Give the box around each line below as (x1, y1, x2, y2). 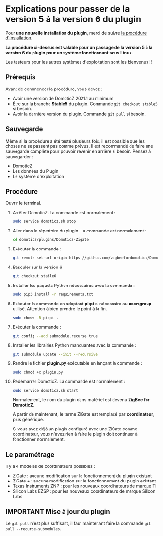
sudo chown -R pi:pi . (12, 315, 59, 320)
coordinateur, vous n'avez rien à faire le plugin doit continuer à (12, 431, 138, 437)
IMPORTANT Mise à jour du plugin (5, 507, 111, 516)
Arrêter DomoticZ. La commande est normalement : (12, 210, 116, 215)
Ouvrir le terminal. (5, 200, 42, 206)
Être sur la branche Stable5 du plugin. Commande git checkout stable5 (12, 101, 158, 107)
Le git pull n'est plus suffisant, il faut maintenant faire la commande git (5, 520, 151, 526)
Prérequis (5, 73, 36, 81)
